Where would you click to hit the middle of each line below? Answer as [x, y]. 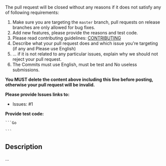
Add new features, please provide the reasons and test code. [75, 33]
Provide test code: [24, 114]
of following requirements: [32, 12]
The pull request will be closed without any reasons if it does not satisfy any [83, 7]
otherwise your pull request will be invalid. [50, 85]
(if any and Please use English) [44, 49]
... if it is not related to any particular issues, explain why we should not [85, 54]
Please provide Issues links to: [37, 94]
